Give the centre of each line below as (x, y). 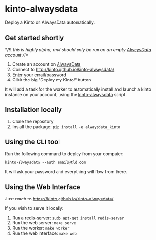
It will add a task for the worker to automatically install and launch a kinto (78, 89)
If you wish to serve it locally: (34, 208)
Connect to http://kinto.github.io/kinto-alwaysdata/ (63, 69)
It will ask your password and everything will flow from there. (66, 172)
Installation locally (34, 110)
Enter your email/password (39, 75)
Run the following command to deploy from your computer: (64, 154)
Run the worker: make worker (41, 228)
